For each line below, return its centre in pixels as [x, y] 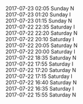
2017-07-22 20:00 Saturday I [40, 51]
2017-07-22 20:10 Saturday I [40, 39]
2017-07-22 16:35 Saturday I [40, 89]
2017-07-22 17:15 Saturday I [39, 76]
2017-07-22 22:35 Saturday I [40, 27]
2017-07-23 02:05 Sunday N [40, 8]
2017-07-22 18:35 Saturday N [41, 58]
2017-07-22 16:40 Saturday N [41, 83]
